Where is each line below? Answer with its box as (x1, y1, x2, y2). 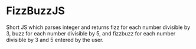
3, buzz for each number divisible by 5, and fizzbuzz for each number (6, 30, 176, 37)
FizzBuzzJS (6, 4, 65, 18)
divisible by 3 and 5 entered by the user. (6, 36, 104, 43)
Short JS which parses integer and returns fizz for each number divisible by (6, 24, 191, 31)
